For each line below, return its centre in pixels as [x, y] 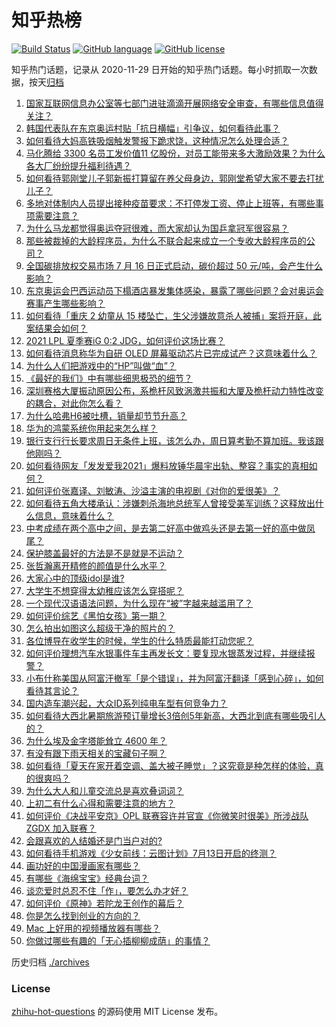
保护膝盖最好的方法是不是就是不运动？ [104, 553]
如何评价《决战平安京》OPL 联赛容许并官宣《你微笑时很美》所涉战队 [167, 815]
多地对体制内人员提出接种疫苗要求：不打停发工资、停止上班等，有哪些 [170, 203]
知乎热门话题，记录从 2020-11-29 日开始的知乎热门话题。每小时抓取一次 [160, 69]
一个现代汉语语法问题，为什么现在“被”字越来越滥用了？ [139, 603]
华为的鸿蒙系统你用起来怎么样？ [91, 428]
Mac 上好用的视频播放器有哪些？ [93, 928]
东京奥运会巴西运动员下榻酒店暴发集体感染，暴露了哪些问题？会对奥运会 [174, 290]
